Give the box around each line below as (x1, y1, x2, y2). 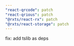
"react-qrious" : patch (5, 12, 53, 17)
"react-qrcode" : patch (5, 7, 53, 13)
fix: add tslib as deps (5, 35, 49, 41)
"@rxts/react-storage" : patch (5, 21, 69, 27)
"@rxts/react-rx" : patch (5, 17, 58, 22)
